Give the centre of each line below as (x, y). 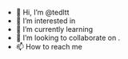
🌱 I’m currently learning (54, 29)
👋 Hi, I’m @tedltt (42, 12)
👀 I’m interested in (46, 21)
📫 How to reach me (49, 47)
